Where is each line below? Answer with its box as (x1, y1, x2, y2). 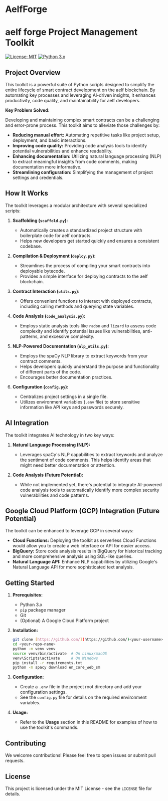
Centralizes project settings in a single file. (20, 393, 108, 399)
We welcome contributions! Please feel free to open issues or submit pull (5, 752, 156, 758)
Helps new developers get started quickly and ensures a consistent (20, 238, 159, 244)
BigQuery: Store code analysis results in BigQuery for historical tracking (12, 548, 162, 554)
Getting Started (5, 578, 55, 587)
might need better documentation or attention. (20, 462, 116, 468)
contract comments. (20, 358, 62, 364)
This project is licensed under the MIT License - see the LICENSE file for (5, 785, 152, 791)
